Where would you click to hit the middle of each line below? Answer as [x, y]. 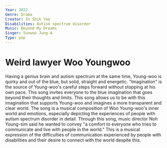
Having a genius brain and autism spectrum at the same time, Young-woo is [83, 76]
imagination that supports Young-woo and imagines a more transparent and [83, 102]
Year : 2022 [17, 10]
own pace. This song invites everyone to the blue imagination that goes [79, 92]
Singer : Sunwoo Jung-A [29, 33]
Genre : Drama [19, 14]
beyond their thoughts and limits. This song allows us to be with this [75, 97]
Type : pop [16, 38]
